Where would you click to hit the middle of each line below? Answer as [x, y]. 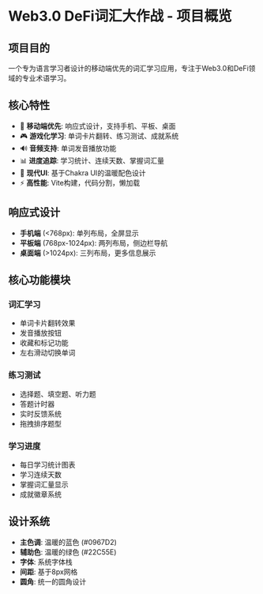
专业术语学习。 [46, 78]
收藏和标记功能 [44, 343]
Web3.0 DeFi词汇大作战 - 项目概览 [120, 16]
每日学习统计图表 [47, 464]
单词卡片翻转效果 [47, 323]
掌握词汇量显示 [44, 484]
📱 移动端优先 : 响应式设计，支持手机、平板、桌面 [98, 126]
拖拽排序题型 [40, 423]
